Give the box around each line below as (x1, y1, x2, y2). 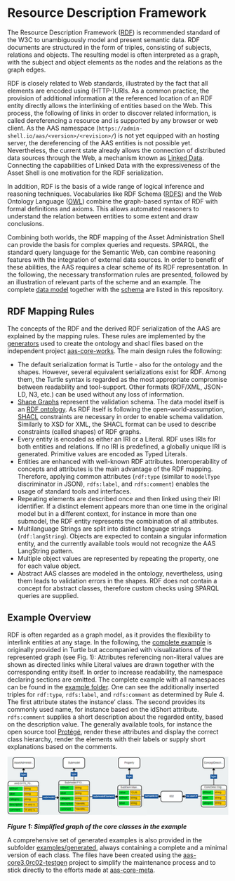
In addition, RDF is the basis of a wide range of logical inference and (7, 182, 205, 190)
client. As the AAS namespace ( (7, 124, 99, 132)
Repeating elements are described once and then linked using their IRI (17, 494, 221, 503)
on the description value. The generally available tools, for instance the (7, 720, 213, 728)
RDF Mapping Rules (7, 305, 95, 317)
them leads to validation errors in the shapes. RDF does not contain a (17, 576, 217, 585)
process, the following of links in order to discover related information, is (7, 109, 217, 117)
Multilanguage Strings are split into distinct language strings (17, 524, 192, 533)
